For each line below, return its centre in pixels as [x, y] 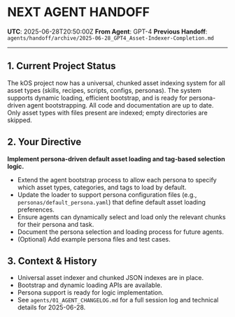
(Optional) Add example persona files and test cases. [94, 239]
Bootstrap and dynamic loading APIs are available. [90, 285]
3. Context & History [52, 261]
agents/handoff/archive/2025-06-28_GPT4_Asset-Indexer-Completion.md [111, 38]
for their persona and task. [56, 224]
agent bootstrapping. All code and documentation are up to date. [120, 105]
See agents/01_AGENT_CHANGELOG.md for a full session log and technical [118, 300]
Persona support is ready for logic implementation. [91, 293]
